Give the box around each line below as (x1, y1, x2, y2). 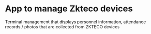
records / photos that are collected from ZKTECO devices (5, 24, 120, 29)
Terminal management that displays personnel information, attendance (5, 19, 146, 25)
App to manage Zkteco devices (5, 3, 133, 14)
